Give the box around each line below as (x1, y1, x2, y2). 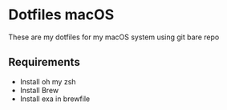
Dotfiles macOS (8, 6, 115, 24)
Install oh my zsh (19, 76, 76, 86)
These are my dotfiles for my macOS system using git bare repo (8, 32, 220, 42)
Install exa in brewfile (19, 94, 91, 104)
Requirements (8, 55, 80, 69)
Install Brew (19, 85, 59, 95)
